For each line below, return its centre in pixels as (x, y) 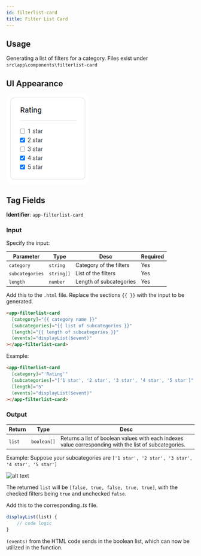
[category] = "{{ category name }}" (54, 319)
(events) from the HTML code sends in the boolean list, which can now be (98, 541)
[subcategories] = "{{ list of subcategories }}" (72, 326)
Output (17, 415)
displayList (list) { (32, 517)
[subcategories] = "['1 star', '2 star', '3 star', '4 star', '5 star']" (103, 380)
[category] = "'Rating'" (40, 374)
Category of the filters (103, 265)
